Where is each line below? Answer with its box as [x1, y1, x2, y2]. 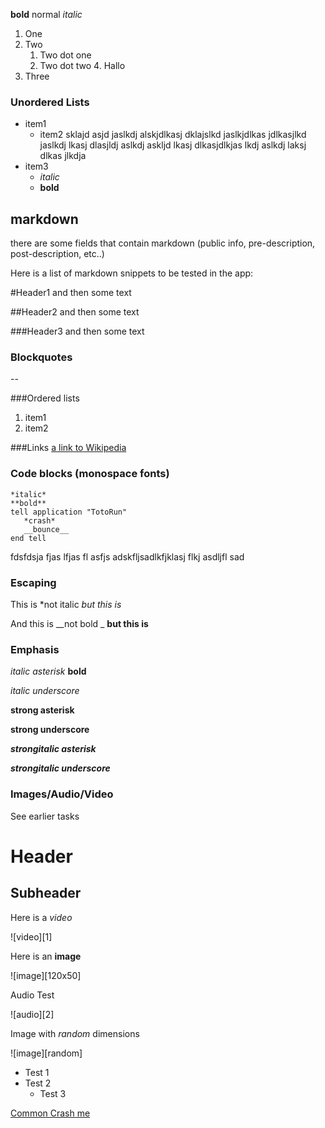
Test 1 [24, 1066, 50, 1078]
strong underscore [10, 724, 90, 736]
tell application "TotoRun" [10, 507, 128, 517]
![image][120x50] [10, 969, 82, 981]
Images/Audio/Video [10, 787, 114, 801]
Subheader [10, 885, 82, 902]
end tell [10, 533, 47, 543]
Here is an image [10, 950, 82, 962]
